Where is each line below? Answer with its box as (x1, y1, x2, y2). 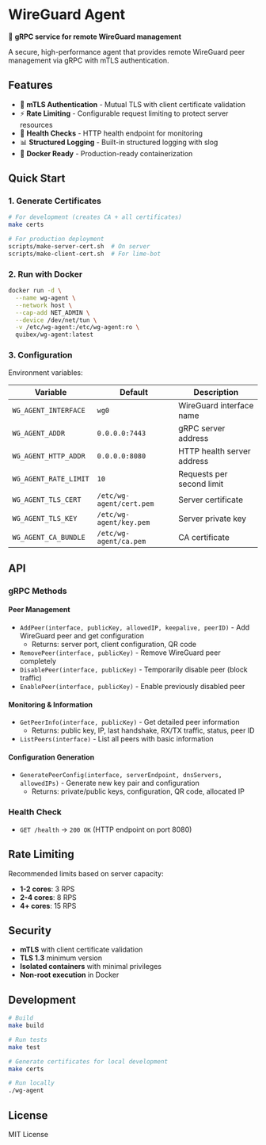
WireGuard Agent (8, 6, 126, 24)
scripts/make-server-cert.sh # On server (8, 243, 150, 251)
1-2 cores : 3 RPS (19, 884, 75, 894)
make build (8, 1021, 44, 1030)
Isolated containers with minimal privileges (19, 962, 162, 971)
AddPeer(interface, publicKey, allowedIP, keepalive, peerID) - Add (19, 622, 250, 632)
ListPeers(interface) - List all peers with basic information (19, 734, 214, 744)
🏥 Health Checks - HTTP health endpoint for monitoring (19, 128, 203, 138)
